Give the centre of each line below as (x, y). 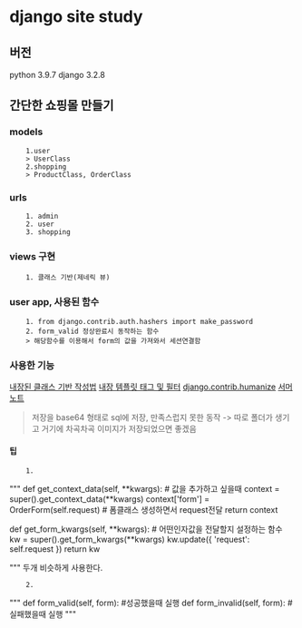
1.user (38, 151)
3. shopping (48, 232)
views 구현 (33, 256)
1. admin (42, 216)
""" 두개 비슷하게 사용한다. (56, 568)
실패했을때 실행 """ (43, 614)
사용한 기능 (32, 365)
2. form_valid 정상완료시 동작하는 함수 (93, 331)
